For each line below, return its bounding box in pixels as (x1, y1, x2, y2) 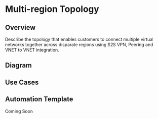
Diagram (5, 61, 32, 70)
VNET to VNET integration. (5, 47, 59, 53)
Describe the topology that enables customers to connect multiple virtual (5, 36, 154, 42)
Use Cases (5, 78, 39, 86)
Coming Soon (5, 108, 33, 114)
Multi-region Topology (5, 3, 100, 15)
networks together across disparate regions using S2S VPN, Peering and (5, 42, 153, 48)
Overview (5, 23, 36, 32)
